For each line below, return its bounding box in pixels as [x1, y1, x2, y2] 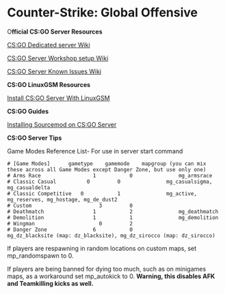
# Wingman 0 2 [7, 220, 133, 227]
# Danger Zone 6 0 [7, 226, 133, 233]
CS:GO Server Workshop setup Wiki [7, 53, 109, 62]
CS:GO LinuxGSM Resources [7, 80, 91, 88]
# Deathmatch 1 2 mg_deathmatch [7, 208, 219, 215]
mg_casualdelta [7, 184, 51, 191]
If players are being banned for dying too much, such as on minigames [7, 265, 207, 273]
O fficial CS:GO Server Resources [7, 27, 103, 36]
